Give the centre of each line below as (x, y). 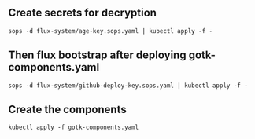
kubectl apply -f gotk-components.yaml (74, 128)
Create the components (68, 110)
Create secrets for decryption (83, 13)
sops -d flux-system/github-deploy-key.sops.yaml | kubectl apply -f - (128, 86)
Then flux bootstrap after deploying (97, 55)
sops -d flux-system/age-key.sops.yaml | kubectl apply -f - (111, 31)
